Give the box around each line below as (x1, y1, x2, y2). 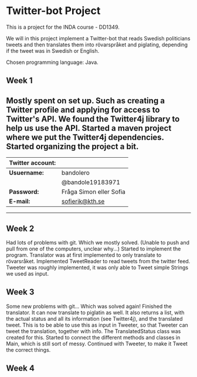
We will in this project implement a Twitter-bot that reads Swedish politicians (6, 35, 191, 42)
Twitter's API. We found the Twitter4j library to (6, 114, 180, 124)
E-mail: (9, 198, 30, 206)
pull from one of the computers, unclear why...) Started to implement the (6, 245, 181, 252)
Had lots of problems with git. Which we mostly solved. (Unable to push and (6, 239, 189, 246)
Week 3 (6, 287, 35, 297)
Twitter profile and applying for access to (6, 104, 160, 115)
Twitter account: (9, 159, 56, 167)
